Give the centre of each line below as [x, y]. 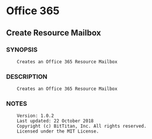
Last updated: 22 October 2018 [55, 121]
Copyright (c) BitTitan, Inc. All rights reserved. [82, 126]
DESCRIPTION [27, 76]
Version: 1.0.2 [35, 116]
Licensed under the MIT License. [58, 131]
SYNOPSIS [22, 50]
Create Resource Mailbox [54, 33]
